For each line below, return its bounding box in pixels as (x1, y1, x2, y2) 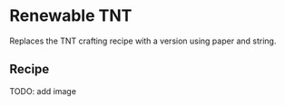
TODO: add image (9, 85, 77, 96)
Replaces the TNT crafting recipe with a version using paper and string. (9, 35, 277, 46)
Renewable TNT (9, 5, 133, 26)
